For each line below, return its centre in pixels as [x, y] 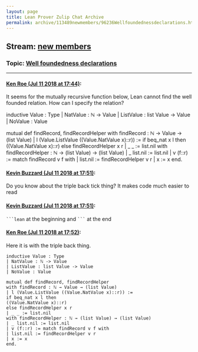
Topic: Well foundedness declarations [62, 63]
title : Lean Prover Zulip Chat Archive [55, 17]
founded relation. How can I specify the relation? [65, 103]
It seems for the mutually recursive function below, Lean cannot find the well [99, 97]
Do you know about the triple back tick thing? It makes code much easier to [98, 186]
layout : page [22, 11]
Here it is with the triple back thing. [49, 245]
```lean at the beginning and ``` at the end [59, 219]
